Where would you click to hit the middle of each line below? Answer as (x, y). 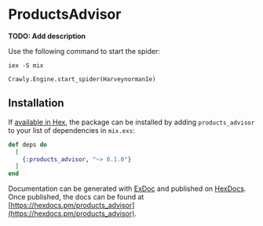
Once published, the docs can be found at (76, 197)
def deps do (27, 145)
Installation (36, 103)
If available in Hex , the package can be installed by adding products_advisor (131, 122)
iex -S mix (26, 65)
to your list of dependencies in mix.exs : (71, 130)
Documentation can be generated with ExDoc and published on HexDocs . (127, 188)
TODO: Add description (47, 36)
